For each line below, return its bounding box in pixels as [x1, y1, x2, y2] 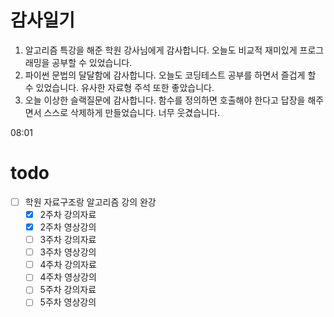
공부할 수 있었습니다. [51, 56, 133, 68]
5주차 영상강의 [39, 296, 97, 308]
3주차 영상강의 [39, 246, 97, 258]
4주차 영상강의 [39, 271, 97, 283]
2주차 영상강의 [39, 221, 97, 233]
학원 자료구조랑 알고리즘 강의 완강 [24, 196, 157, 208]
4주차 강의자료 [39, 259, 97, 271]
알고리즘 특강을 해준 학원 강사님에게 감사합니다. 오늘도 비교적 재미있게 [24, 44, 298, 56]
